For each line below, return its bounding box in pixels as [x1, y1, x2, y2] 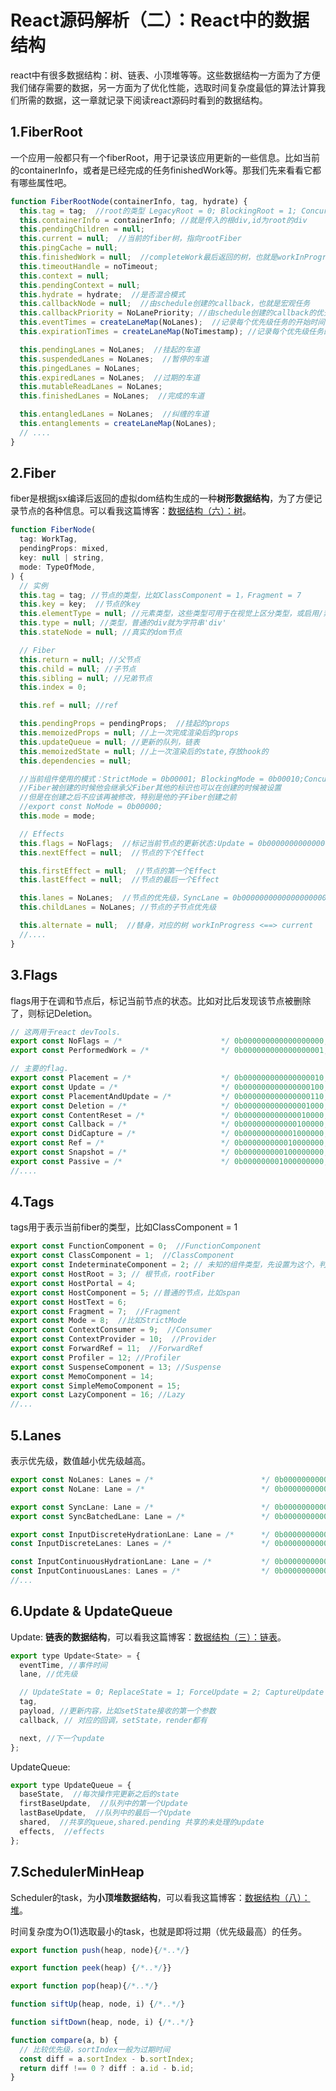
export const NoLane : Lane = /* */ [10, 1484, 271, 1494]
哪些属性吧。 [18, 176, 72, 188]
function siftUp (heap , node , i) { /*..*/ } [10, 1999, 186, 2010]
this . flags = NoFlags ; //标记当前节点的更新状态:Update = [19, 838, 254, 848]
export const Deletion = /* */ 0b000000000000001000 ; [10, 1101, 329, 1111]
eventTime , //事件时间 [19, 1660, 108, 1670]
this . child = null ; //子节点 [19, 664, 137, 674]
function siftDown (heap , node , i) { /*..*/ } [10, 2017, 195, 2027]
